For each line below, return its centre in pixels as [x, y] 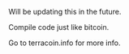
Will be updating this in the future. [65, 12]
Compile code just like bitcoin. [59, 27]
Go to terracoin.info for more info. [64, 43]
